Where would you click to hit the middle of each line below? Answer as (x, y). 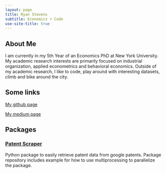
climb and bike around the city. (37, 77)
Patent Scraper (24, 144)
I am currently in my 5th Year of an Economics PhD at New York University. (82, 56)
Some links (23, 92)
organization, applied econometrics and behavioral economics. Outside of (81, 66)
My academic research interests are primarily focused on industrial (74, 61)
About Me (21, 43)
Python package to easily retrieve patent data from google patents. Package (83, 155)
